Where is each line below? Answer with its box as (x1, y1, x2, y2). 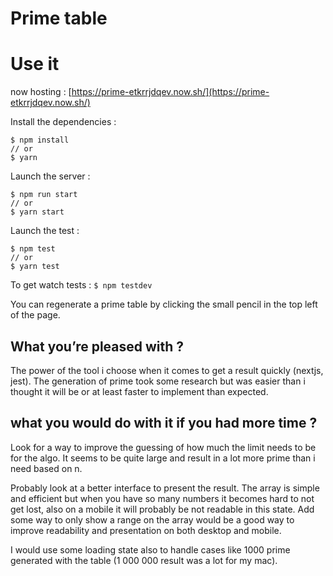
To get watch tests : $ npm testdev (10, 279, 153, 291)
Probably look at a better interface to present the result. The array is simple (10, 482, 320, 494)
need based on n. (10, 462, 83, 474)
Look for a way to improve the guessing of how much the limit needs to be (10, 441, 317, 453)
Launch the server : (10, 170, 91, 182)
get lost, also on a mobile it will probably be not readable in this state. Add (10, 503, 315, 515)
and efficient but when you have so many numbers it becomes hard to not (10, 492, 315, 504)
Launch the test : (10, 225, 80, 237)
